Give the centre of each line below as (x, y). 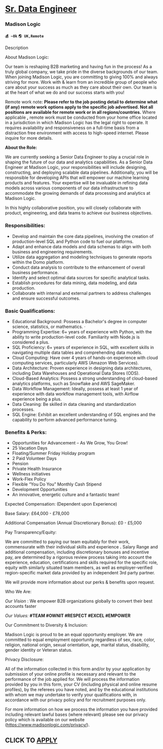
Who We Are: (18, 592)
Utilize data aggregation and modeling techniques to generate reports (82, 257)
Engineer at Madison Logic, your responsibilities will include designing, (76, 167)
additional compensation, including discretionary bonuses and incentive (77, 552)
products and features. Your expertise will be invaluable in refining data (76, 183)
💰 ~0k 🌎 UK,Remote (24, 36)
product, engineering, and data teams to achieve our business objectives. (79, 213)
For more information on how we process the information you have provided (81, 710)
